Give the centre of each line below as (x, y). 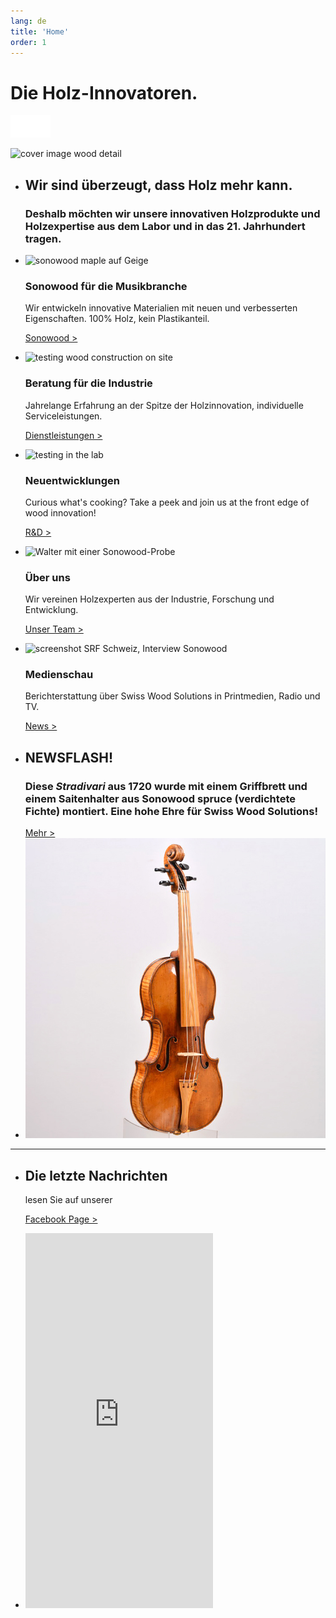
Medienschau (59, 675)
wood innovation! (60, 512)
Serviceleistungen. (63, 416)
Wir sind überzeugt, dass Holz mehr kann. (158, 185)
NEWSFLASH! (69, 757)
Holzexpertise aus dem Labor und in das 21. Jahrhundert (165, 226)
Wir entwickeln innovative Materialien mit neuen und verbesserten (161, 308)
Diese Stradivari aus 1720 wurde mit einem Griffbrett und (166, 786)
